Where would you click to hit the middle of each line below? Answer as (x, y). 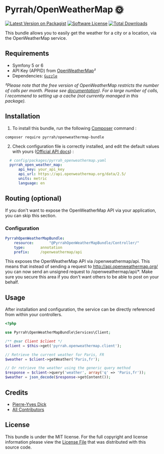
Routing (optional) (33, 198)
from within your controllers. (34, 315)
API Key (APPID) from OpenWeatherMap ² (54, 71)
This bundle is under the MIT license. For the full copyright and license (77, 437)
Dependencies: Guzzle (35, 76)
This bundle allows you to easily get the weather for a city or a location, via (81, 33)
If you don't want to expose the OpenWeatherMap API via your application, (81, 210)
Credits (17, 392)
